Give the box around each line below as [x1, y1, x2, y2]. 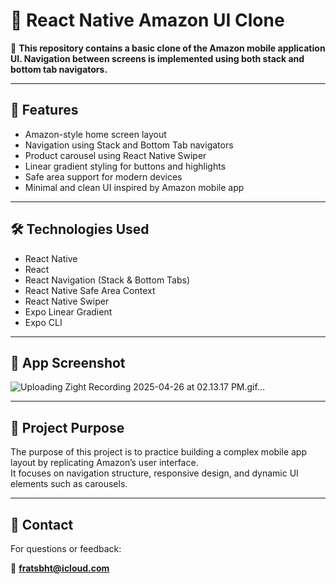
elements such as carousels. [10, 478, 128, 490]
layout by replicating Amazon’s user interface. [10, 457, 199, 469]
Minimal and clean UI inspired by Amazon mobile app [24, 181, 245, 193]
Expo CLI [24, 316, 63, 328]
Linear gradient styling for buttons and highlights [24, 160, 227, 172]
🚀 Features [10, 102, 79, 119]
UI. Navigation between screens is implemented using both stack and [10, 52, 305, 64]
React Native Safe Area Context [24, 284, 156, 296]
